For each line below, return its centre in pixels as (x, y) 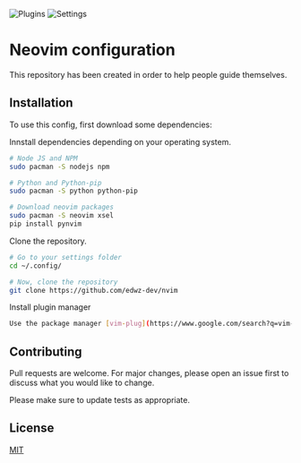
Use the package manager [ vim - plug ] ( (80, 324)
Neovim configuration (93, 50)
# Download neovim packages (62, 207)
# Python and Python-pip (56, 183)
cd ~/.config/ (36, 266)
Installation (41, 103)
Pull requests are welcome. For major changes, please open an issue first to (149, 373)
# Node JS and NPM (43, 158)
